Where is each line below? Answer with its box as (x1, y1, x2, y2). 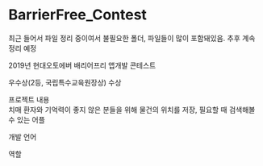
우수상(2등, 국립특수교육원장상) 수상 (8, 77, 122, 87)
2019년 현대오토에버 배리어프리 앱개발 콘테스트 (8, 60, 157, 70)
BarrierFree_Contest (8, 6, 148, 24)
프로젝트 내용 (8, 94, 50, 104)
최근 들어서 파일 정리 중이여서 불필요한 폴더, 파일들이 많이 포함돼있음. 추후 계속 (8, 33, 256, 43)
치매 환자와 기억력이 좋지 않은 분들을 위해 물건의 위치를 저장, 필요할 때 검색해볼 (8, 105, 256, 114)
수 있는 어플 (8, 114, 46, 124)
